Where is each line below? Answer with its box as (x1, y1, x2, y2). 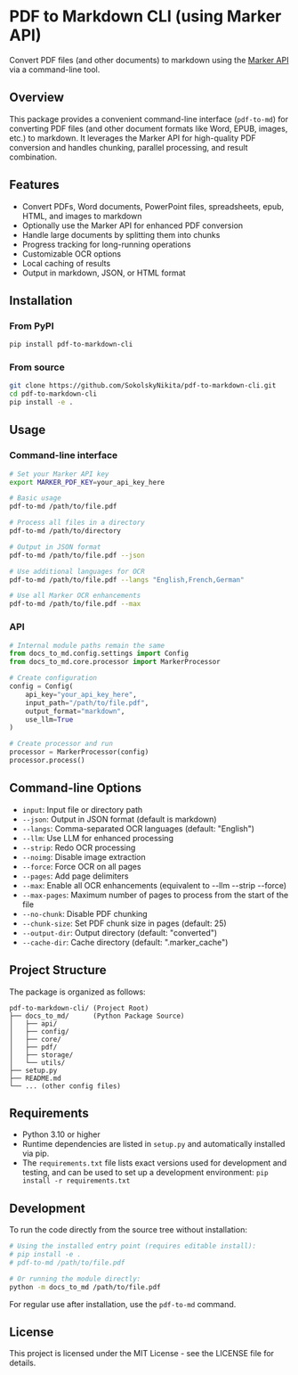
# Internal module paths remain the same (9, 641, 165, 650)
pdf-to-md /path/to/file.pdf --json (9, 551, 145, 560)
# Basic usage (9, 494, 62, 503)
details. (9, 1357, 36, 1369)
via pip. (21, 1148, 50, 1159)
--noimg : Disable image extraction (21, 851, 147, 862)
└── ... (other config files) (9, 1081, 122, 1091)
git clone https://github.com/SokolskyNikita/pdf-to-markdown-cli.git (9, 381, 277, 390)
